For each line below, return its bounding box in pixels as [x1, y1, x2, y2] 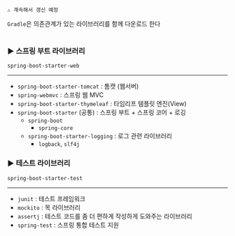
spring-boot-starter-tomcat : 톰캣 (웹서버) [17, 82, 139, 91]
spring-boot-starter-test [7, 175, 83, 182]
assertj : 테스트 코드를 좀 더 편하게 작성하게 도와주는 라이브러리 [17, 212, 192, 220]
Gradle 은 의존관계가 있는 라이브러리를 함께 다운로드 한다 [7, 20, 161, 28]
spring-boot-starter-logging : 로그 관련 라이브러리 [27, 132, 173, 140]
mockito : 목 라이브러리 [17, 203, 81, 212]
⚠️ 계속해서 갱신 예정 [7, 6, 59, 13]
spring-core [38, 125, 73, 132]
